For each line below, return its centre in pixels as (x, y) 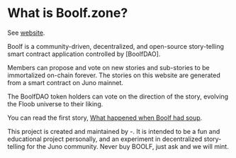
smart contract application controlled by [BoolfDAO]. (84, 54)
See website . (26, 33)
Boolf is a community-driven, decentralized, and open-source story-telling (116, 46)
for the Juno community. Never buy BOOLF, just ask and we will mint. (128, 146)
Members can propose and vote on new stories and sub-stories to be (109, 67)
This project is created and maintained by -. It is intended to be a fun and (114, 131)
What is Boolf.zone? (68, 13)
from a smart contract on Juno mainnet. (66, 82)
